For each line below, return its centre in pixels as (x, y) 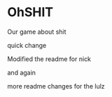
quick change (27, 45)
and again (22, 72)
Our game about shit (37, 32)
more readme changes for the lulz (56, 86)
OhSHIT (30, 12)
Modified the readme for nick (49, 59)
